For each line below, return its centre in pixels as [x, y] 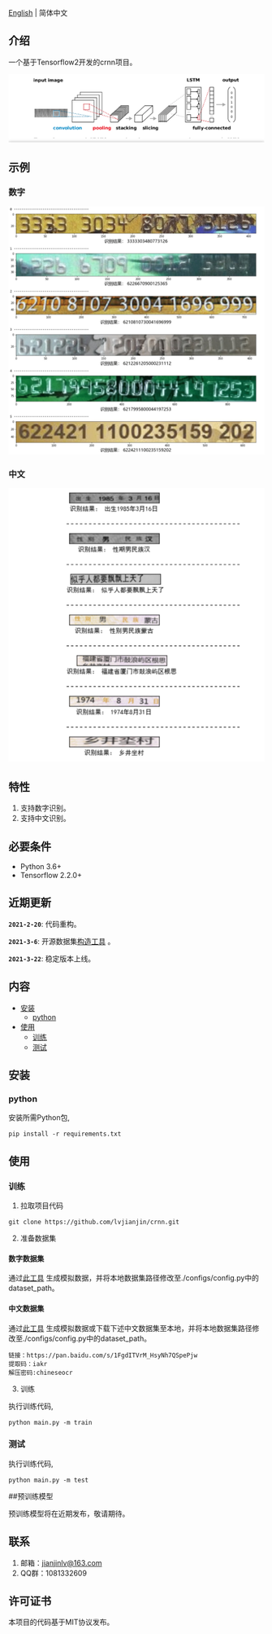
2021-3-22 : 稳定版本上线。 [52, 958]
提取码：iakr [28, 1364]
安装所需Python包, [39, 1118]
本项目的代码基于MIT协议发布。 [61, 1622]
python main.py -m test [49, 1480]
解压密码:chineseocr [41, 1373]
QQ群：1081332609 [54, 1573]
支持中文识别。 [45, 819]
